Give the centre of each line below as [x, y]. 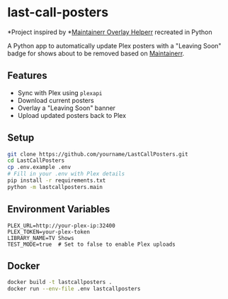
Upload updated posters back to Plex [72, 115]
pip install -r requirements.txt [57, 181]
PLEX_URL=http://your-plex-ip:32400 [61, 225]
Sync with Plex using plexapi [60, 92]
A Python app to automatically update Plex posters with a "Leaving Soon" [114, 45]
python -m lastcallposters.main [55, 187]
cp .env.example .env [39, 168]
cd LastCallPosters [36, 161]
